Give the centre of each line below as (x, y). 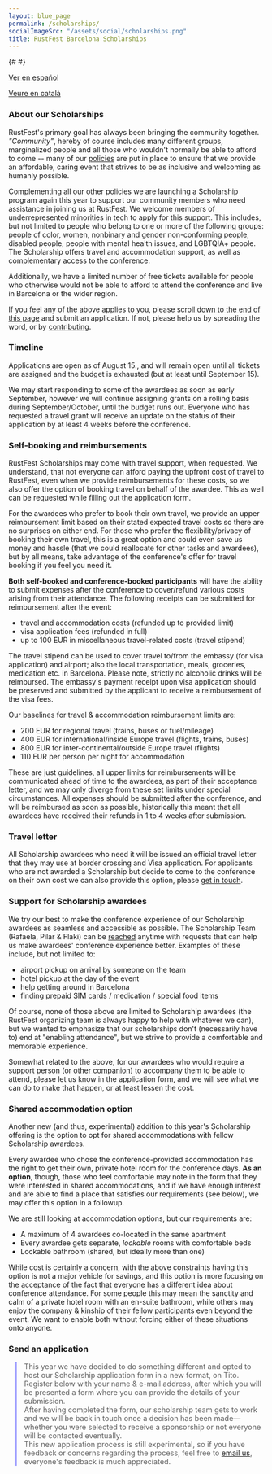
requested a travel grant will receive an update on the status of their (122, 415)
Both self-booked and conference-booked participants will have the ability (136, 581)
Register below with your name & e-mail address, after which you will (142, 1384)
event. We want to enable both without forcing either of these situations (128, 1319)
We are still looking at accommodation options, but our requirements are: (130, 1218)
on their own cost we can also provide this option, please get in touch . (126, 881)
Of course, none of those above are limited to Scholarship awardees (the (130, 1011)
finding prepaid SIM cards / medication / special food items (119, 995)
